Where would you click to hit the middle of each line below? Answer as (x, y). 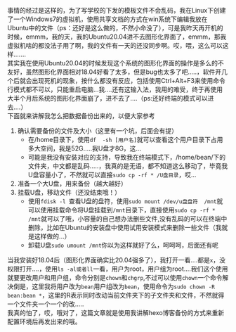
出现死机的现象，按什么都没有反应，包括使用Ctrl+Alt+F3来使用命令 (129, 81)
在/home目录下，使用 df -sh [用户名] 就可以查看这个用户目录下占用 (125, 140)
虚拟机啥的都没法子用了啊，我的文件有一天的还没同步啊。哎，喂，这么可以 (115, 45)
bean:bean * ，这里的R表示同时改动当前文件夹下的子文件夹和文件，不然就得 (116, 295)
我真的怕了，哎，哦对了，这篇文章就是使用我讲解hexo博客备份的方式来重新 (116, 313)
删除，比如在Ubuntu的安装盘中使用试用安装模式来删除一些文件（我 (125, 228)
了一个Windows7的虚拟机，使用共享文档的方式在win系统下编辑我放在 (108, 19)
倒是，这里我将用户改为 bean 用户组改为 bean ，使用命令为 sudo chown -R (114, 286)
